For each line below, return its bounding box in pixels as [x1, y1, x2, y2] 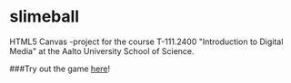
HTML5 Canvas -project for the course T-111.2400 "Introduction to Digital [9, 36, 284, 47]
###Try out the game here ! [9, 63, 111, 74]
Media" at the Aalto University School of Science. [9, 45, 195, 56]
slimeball [9, 6, 80, 27]
